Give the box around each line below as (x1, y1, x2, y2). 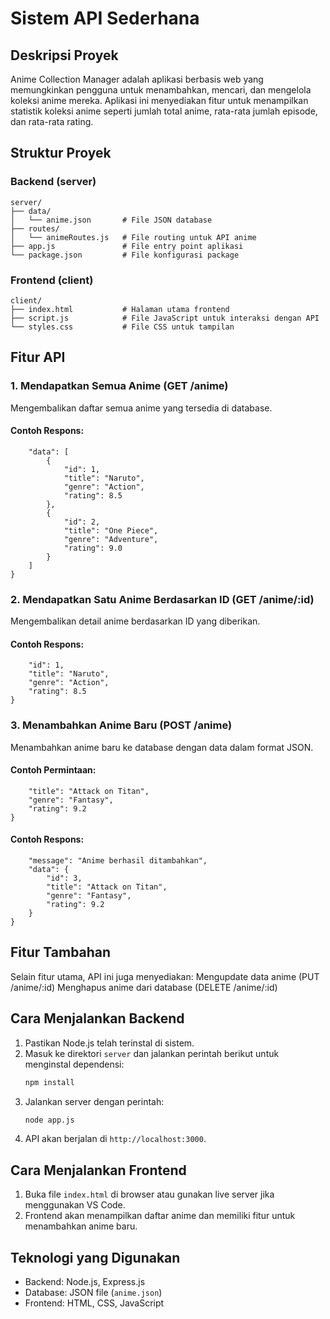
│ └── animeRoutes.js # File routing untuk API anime (10, 232, 257, 242)
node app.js (24, 1115, 75, 1125)
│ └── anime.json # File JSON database (10, 215, 213, 225)
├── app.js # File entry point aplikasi (10, 241, 244, 251)
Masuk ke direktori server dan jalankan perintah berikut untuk (24, 1047, 280, 1059)
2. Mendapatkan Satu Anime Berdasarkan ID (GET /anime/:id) (10, 592, 315, 606)
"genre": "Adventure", (63, 534, 159, 544)
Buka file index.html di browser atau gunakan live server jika (24, 1188, 275, 1201)
